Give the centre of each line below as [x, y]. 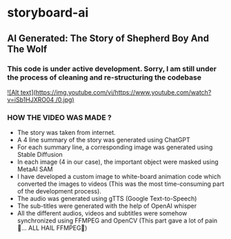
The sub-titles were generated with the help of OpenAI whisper [107, 206]
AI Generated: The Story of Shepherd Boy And [108, 38]
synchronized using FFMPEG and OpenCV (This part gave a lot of [110, 221]
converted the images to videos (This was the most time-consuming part [121, 184]
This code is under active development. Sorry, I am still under [112, 68]
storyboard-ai [48, 13]
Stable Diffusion [40, 155]
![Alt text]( [21, 92]
